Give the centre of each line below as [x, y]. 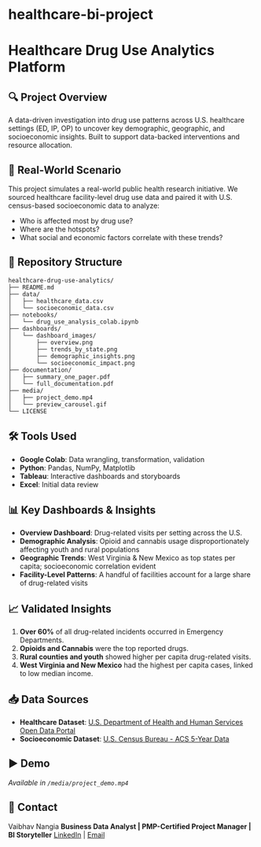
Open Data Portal [48, 730]
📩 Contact [33, 807]
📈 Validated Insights [60, 609]
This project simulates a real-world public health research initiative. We [123, 189]
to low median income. [56, 674]
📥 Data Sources [48, 699]
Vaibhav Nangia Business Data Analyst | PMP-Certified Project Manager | [130, 826]
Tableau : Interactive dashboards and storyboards [100, 476]
